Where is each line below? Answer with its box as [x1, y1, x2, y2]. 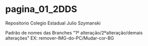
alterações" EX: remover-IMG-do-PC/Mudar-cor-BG [5, 35, 114, 41]
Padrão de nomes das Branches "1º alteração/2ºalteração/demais [5, 29, 143, 35]
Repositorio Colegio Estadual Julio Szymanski [5, 20, 101, 26]
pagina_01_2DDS [5, 3, 78, 15]
